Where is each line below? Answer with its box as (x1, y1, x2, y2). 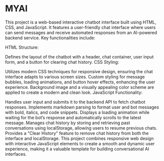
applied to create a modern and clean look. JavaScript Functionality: (5, 89, 143, 95)
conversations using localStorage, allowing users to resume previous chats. (5, 125, 158, 131)
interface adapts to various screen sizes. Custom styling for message (5, 74, 145, 80)
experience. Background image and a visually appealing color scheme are (5, 84, 154, 90)
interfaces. (5, 151, 27, 157)
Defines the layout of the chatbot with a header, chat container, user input (5, 54, 154, 59)
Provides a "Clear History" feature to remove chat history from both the (5, 130, 149, 136)
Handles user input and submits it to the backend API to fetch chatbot (5, 99, 145, 105)
